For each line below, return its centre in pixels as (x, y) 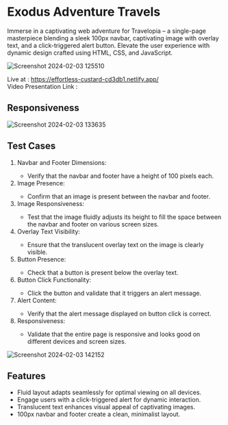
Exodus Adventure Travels (84, 12)
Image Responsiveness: (50, 203)
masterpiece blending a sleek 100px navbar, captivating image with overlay (113, 38)
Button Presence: (41, 259)
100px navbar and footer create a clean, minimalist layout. (99, 414)
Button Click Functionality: (54, 280)
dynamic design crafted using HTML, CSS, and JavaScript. (90, 53)
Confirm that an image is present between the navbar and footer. (119, 196)
